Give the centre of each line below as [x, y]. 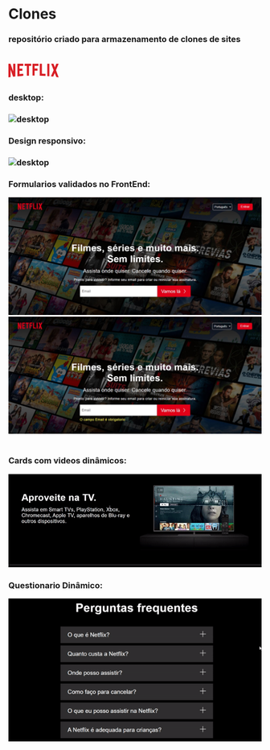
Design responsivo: [47, 141]
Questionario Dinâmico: [55, 585]
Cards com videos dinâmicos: [67, 461]
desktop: [26, 97]
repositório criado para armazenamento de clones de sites [125, 39]
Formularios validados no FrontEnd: [80, 184]
